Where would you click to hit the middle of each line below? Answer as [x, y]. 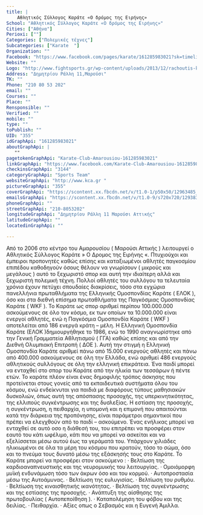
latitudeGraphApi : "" [34, 220]
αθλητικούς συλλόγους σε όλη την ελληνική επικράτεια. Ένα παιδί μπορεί [100, 364]
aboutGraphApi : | [28, 147]
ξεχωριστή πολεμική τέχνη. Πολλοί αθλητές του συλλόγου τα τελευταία [98, 280]
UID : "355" [20, 136]
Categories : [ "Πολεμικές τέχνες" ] [50, 40]
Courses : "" [21, 96]
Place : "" [19, 102]
